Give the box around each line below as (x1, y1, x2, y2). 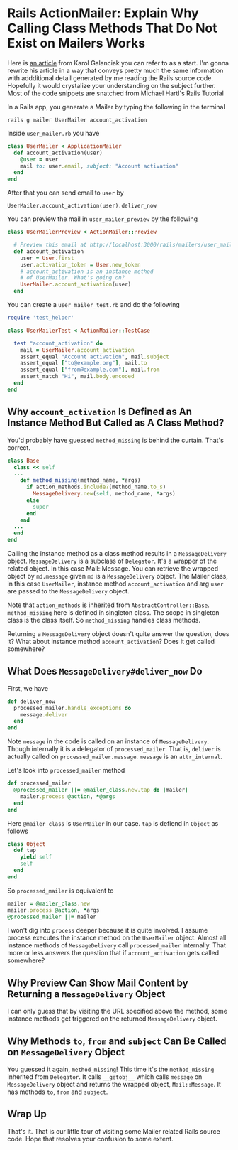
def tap (13, 847, 37, 854)
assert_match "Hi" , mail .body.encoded (20, 373, 135, 380)
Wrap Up (7, 1108, 47, 1120)
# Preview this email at (13, 242, 87, 249)
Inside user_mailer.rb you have (7, 129, 100, 137)
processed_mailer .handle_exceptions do (13, 704, 132, 711)
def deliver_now (7, 698, 55, 705)
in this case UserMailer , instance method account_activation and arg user (7, 579, 224, 588)
